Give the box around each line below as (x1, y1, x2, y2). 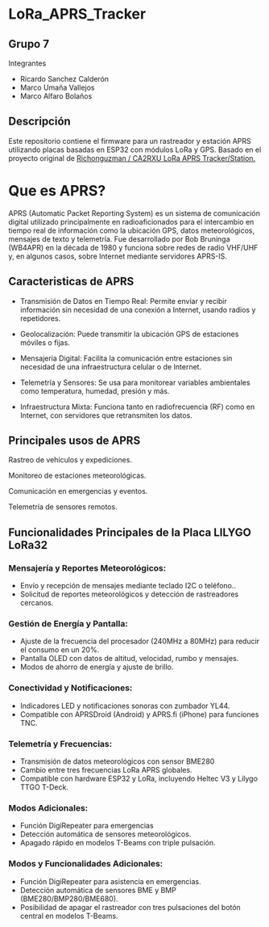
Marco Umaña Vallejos (19, 82, 95, 92)
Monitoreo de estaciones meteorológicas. (8, 470, 147, 481)
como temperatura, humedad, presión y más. (19, 386, 170, 396)
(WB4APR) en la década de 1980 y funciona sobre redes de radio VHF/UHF (8, 242, 259, 252)
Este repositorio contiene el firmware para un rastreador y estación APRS (8, 136, 251, 145)
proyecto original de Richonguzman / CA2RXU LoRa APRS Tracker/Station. (8, 153, 256, 162)
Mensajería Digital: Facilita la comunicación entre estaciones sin (19, 353, 233, 363)
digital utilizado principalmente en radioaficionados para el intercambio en (8, 217, 255, 226)
